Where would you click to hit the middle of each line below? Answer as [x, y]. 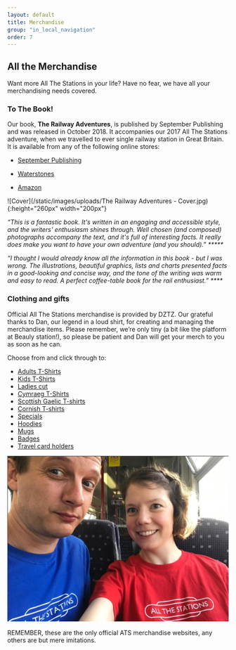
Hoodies [29, 423]
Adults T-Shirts [39, 371]
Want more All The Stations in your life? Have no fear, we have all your [109, 84]
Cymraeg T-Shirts [43, 394]
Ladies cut [32, 386]
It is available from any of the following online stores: [84, 147]
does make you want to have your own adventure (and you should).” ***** [115, 245]
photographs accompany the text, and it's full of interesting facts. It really [114, 237]
